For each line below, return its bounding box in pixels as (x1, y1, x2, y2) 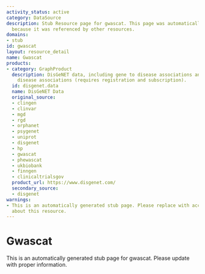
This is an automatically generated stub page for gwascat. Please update (6, 254, 190, 262)
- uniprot (12, 134, 37, 141)
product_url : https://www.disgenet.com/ (12, 180, 116, 186)
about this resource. (12, 208, 67, 214)
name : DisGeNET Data (12, 89, 64, 95)
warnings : (6, 196, 32, 202)
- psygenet (12, 128, 40, 135)
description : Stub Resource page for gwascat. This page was (6, 20, 165, 26)
